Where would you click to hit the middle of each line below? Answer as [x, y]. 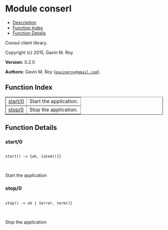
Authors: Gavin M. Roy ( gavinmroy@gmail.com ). [53, 72]
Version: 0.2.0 [20, 62]
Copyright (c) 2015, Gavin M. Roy [39, 52]
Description [24, 22]
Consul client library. [26, 42]
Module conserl [38, 9]
